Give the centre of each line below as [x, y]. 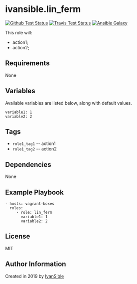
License [18, 236]
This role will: [19, 32]
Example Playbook [34, 192]
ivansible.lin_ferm [43, 9]
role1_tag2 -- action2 [35, 149]
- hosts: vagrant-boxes [30, 204]
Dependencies [28, 165]
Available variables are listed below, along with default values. [68, 103]
